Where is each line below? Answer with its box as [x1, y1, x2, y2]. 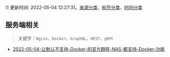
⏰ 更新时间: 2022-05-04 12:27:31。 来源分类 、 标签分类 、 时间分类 [5, 5, 142, 10]
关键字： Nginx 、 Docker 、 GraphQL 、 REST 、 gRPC [17, 35, 114, 41]
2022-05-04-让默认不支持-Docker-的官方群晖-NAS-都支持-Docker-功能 [12, 46, 165, 52]
